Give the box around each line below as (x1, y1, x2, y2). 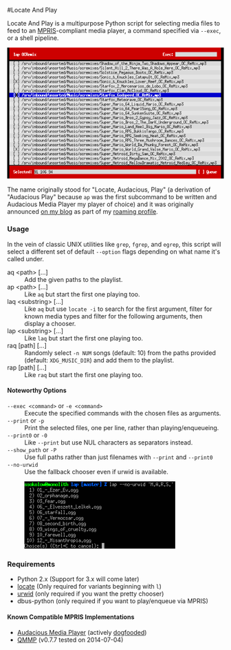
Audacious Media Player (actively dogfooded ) (16, 628, 147, 636)
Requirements (7, 559, 56, 569)
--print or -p (7, 416, 45, 425)
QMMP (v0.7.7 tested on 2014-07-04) (16, 636, 124, 644)
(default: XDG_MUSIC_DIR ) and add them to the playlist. (24, 356, 174, 364)
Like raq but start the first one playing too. (24, 370, 143, 378)
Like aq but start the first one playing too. (24, 290, 140, 298)
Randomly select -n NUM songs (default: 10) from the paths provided (24, 348, 217, 357)
